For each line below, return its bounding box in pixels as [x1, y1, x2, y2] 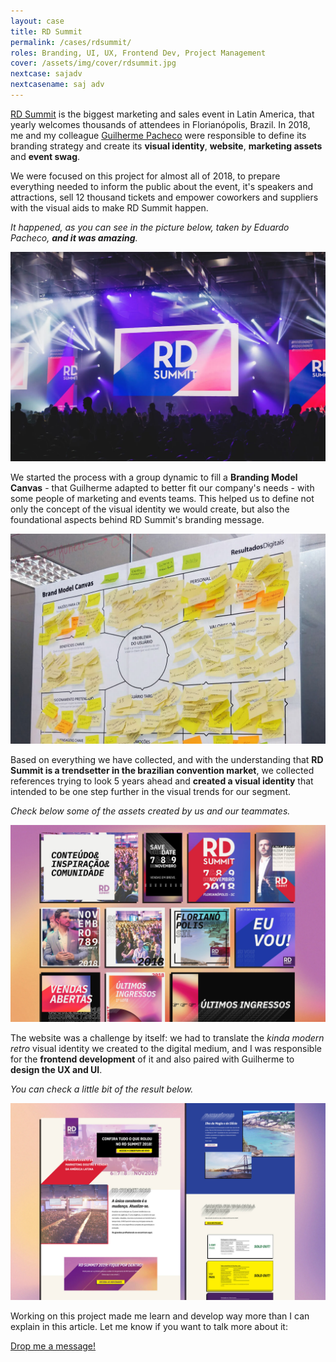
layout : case [10, 16, 65, 26]
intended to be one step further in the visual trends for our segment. [10, 785, 292, 797]
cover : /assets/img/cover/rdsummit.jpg [10, 58, 177, 69]
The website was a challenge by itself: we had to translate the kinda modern [10, 1031, 325, 1044]
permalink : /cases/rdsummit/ [10, 37, 132, 47]
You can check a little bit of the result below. [10, 1083, 194, 1095]
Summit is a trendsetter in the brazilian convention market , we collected [10, 764, 315, 776]
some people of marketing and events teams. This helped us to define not [10, 493, 315, 505]
